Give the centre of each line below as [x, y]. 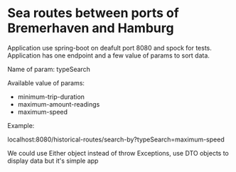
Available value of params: [46, 82]
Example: [21, 125]
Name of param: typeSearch [49, 69]
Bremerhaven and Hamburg [91, 28]
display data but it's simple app [53, 161]
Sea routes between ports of [93, 13]
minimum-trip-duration [51, 97]
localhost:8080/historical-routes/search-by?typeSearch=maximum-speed [116, 139]
